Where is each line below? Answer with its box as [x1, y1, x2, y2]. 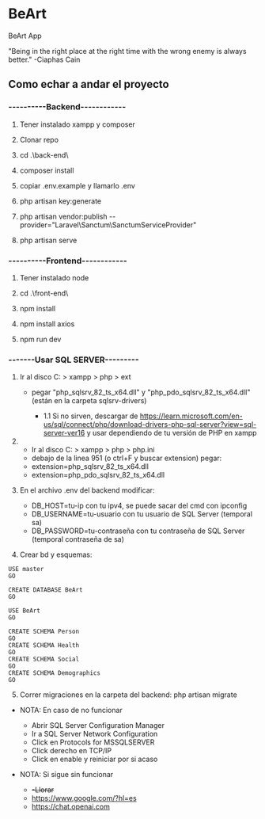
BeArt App [8, 31, 42, 40]
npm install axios [19, 318, 75, 329]
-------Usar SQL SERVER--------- [8, 354, 140, 365]
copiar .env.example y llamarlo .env [19, 181, 136, 190]
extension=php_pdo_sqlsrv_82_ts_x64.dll [31, 470, 165, 480]
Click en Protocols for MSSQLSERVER [31, 737, 155, 747]
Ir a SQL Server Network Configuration [31, 729, 158, 739]
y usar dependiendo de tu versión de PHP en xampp [86, 429, 257, 438]
